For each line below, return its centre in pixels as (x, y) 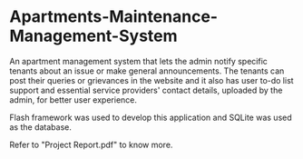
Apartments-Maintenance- (114, 17)
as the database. (41, 127)
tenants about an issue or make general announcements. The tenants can (147, 71)
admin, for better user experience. (73, 99)
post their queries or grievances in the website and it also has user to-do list (151, 80)
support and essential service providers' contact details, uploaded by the (146, 90)
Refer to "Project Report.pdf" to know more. (91, 144)
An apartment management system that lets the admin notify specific (138, 61)
